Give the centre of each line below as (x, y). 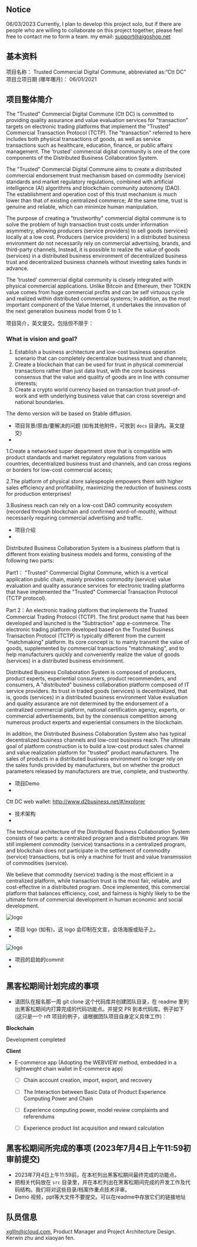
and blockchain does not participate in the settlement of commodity (88, 850)
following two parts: (30, 560)
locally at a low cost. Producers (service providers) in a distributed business (98, 237)
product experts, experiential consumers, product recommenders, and (91, 678)
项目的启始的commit (39, 959)
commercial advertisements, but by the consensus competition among (91, 716)
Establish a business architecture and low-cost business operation (95, 352)
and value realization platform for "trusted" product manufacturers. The (93, 752)
